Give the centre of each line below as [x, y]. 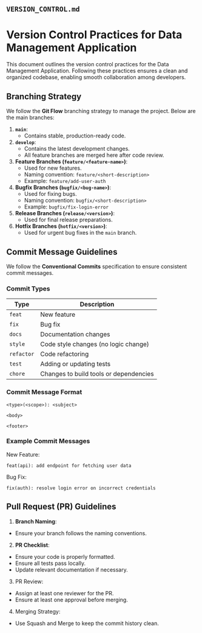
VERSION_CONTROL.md [43, 9]
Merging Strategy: [38, 611]
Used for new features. [53, 168]
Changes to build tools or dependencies [97, 374]
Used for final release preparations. [69, 220]
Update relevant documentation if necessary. [72, 569]
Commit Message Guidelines [62, 252]
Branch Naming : [36, 521]
